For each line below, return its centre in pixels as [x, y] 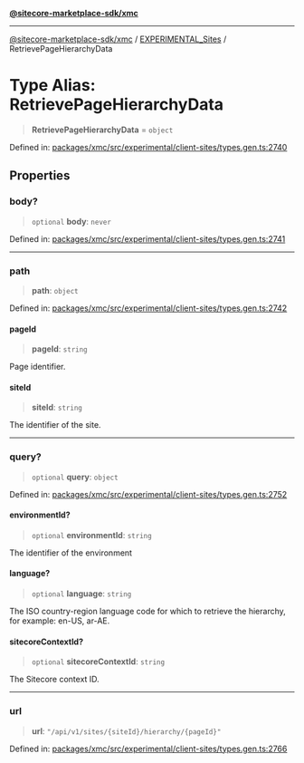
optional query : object [75, 477]
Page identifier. [38, 367]
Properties [40, 176]
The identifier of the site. [55, 425]
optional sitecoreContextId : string [98, 662]
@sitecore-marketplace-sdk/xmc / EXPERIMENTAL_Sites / [118, 39]
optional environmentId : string [91, 535]
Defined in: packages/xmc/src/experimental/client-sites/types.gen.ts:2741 [147, 238]
